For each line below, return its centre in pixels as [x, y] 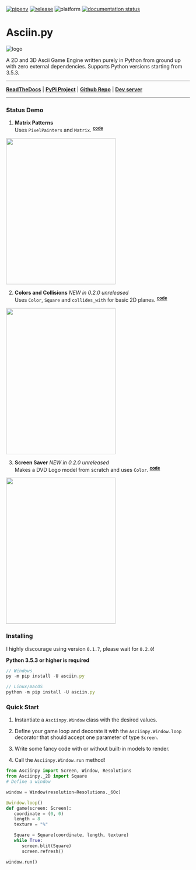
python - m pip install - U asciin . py [50, 692]
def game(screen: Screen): [39, 808]
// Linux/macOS [24, 687]
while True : [28, 841]
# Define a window [28, 782]
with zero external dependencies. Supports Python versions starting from [94, 66]
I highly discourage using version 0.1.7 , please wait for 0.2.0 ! [80, 648]
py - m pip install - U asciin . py [45, 676]
